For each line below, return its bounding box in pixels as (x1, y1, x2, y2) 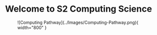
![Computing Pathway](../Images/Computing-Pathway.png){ (17, 19, 139, 25)
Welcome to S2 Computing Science (5, 3, 152, 15)
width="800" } (17, 24, 47, 30)
